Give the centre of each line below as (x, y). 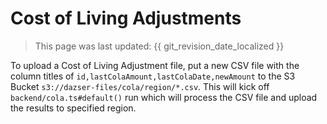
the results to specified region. (73, 108)
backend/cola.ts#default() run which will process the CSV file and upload (164, 97)
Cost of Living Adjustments (126, 18)
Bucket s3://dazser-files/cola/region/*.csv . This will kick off (140, 86)
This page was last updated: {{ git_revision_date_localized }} (159, 46)
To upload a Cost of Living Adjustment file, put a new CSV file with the (155, 65)
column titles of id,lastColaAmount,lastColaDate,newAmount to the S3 (153, 76)
